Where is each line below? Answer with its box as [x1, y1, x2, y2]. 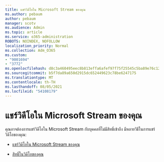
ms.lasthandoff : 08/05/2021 [5, 84, 62, 89]
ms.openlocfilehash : [5, 66, 47, 71]
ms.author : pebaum [5, 12, 42, 17]
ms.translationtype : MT [5, 75, 54, 80]
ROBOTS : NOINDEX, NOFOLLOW [5, 39, 60, 44]
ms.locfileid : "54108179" [5, 89, 58, 94]
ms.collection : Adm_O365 [5, 48, 56, 53]
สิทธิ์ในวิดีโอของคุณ [12, 151, 44, 157]
